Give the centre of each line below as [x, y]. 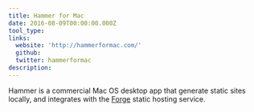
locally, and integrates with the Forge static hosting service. [107, 99]
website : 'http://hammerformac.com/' [79, 46]
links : [19, 38]
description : [30, 68]
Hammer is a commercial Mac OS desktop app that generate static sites [127, 90]
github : [29, 53]
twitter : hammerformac [53, 61]
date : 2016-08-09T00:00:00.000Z [62, 23]
